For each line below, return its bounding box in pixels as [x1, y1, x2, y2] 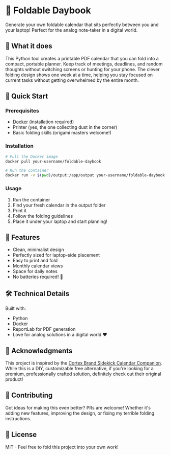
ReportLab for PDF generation [12, 326, 76, 332]
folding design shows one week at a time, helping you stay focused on [5, 72, 153, 78]
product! [5, 376, 23, 382]
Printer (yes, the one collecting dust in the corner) [12, 124, 118, 130]
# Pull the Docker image [5, 154, 58, 159]
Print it [12, 207, 27, 214]
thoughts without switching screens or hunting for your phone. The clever [5, 66, 160, 72]
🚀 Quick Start [5, 92, 48, 101]
